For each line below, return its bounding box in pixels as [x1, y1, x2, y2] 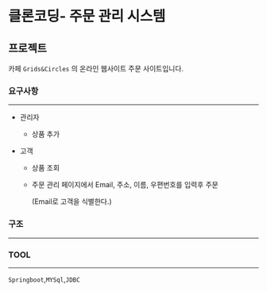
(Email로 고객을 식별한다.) [31, 197, 113, 206]
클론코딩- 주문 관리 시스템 [8, 7, 166, 25]
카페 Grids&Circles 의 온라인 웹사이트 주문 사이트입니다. [8, 64, 184, 73]
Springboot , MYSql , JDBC [8, 275, 81, 284]
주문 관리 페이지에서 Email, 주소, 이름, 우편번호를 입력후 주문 [31, 180, 219, 190]
